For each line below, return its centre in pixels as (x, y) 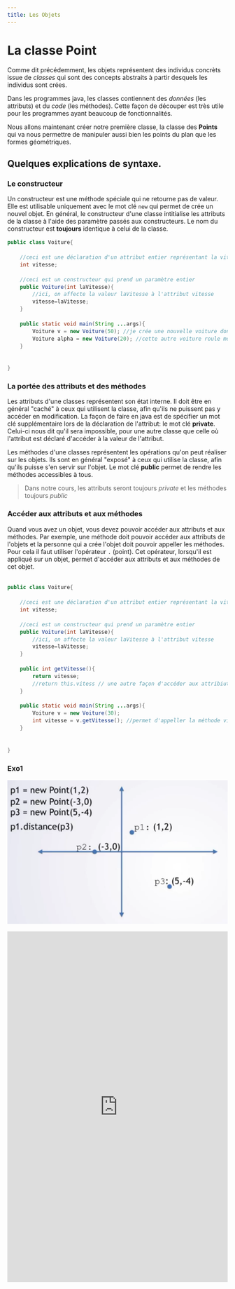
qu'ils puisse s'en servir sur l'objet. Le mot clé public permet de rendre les (114, 467)
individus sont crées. (37, 85)
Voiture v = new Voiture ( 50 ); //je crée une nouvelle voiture (125, 331)
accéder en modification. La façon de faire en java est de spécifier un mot (114, 417)
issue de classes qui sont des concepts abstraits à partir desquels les (107, 77)
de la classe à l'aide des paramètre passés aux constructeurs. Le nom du (113, 222)
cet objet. (21, 566)
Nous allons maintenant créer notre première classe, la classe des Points (113, 127)
